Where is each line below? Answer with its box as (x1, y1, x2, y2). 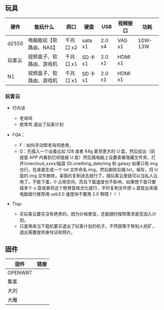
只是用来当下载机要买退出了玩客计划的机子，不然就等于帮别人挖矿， (19, 223, 157, 229)
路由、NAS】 (28, 44, 58, 51)
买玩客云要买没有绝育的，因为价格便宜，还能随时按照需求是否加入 (19, 211, 152, 217)
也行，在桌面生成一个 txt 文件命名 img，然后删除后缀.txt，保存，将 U (19, 167, 158, 173)
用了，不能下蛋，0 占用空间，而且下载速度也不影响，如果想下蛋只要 (19, 179, 156, 185)
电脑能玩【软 (28, 37, 58, 44)
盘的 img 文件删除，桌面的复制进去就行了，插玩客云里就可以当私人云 (19, 173, 158, 179)
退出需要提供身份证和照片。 (19, 229, 76, 235)
